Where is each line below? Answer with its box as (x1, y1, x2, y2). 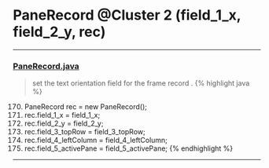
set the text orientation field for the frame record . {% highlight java (31, 79, 250, 88)
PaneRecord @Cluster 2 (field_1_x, (13, 6, 241, 24)
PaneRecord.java (13, 60, 79, 71)
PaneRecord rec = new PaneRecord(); (24, 102, 148, 111)
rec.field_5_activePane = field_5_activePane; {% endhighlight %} (24, 144, 234, 153)
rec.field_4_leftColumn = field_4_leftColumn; (24, 136, 168, 145)
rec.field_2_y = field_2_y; (24, 119, 104, 128)
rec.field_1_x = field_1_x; (24, 111, 101, 120)
